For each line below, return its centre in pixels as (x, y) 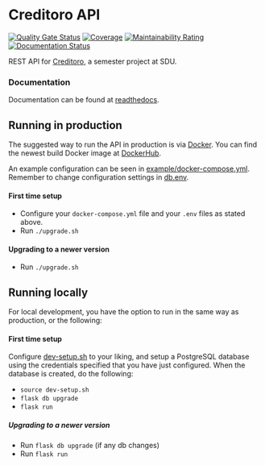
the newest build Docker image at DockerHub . (85, 153)
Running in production (65, 125)
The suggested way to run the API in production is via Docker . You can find (133, 145)
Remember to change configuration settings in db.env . (99, 177)
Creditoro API (54, 15)
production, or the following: (55, 321)
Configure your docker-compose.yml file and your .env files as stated (132, 214)
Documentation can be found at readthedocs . (84, 100)
